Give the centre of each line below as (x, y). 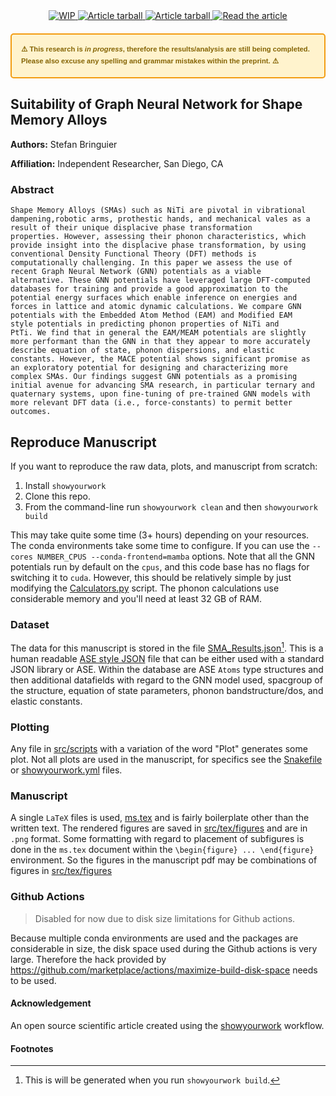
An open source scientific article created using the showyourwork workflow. (167, 1025)
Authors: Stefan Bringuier (64, 144)
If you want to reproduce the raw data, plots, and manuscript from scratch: (164, 466)
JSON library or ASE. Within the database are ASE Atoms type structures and (167, 669)
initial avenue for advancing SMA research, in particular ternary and (162, 385)
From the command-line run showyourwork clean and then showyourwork (171, 506)
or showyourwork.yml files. (66, 770)
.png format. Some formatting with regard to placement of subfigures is (157, 839)
